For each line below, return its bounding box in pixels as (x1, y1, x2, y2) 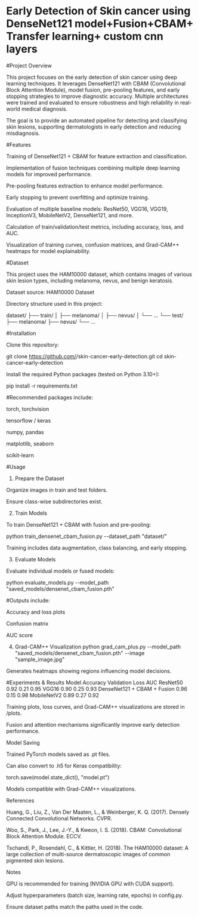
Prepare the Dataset (14, 475, 64, 482)
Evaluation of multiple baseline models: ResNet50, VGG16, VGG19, (6, 205, 168, 213)
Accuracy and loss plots (6, 608, 66, 616)
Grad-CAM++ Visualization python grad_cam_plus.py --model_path (14, 643, 181, 650)
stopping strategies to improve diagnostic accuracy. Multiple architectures (6, 93, 189, 100)
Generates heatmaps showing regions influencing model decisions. (6, 667, 172, 674)
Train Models (14, 509, 48, 517)
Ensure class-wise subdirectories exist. (6, 497, 103, 505)
